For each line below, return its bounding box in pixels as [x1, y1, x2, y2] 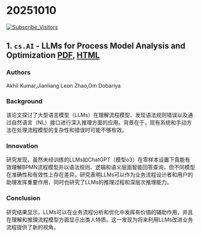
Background [6, 97, 43, 105]
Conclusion [6, 194, 41, 202]
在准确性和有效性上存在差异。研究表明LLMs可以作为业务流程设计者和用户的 [6, 171, 193, 178]
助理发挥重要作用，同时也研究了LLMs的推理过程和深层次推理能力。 [6, 178, 172, 186]
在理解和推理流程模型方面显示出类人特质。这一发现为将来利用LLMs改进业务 [6, 216, 193, 223]
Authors [6, 68, 31, 77]
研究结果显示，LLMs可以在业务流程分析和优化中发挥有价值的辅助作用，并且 [6, 208, 193, 216]
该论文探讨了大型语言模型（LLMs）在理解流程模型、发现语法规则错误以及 [6, 111, 188, 118]
